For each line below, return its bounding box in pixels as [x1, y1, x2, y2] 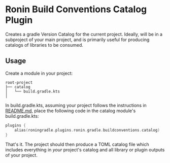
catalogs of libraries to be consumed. [5, 42, 84, 48]
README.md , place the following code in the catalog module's [5, 108, 136, 114]
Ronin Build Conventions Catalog [5, 4, 147, 15]
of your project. [5, 152, 38, 158]
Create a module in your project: [5, 70, 73, 76]
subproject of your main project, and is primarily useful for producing [5, 37, 150, 43]
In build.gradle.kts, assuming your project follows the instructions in [5, 102, 147, 108]
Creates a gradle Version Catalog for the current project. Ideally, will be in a [5, 31, 163, 37]
